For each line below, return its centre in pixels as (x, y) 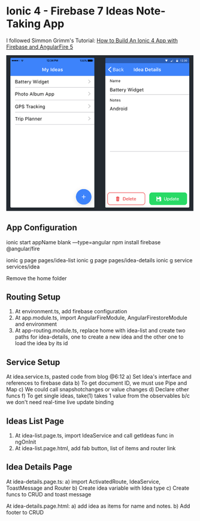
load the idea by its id (41, 343)
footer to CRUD (25, 512)
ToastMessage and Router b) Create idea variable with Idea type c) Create (98, 488)
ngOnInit (25, 442)
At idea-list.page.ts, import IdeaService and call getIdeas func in (94, 435)
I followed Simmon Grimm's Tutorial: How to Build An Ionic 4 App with (92, 40)
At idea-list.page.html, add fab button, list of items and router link (95, 448)
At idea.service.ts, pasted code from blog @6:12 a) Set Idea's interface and (99, 377)
